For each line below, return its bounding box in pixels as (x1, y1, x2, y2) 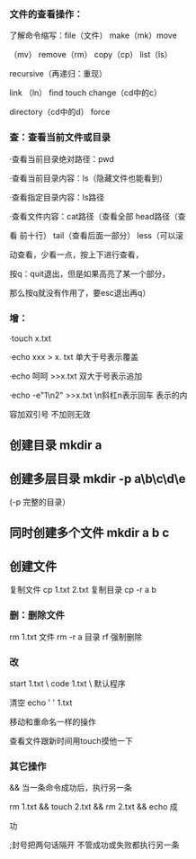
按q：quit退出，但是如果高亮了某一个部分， (9, 268, 171, 279)
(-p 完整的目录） (9, 497, 71, 507)
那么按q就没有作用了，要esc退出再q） (9, 287, 151, 298)
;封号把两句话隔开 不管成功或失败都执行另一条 (9, 839, 180, 851)
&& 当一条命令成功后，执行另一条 (9, 783, 132, 793)
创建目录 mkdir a (9, 438, 102, 453)
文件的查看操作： (9, 7, 84, 20)
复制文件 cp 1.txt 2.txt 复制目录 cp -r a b (9, 585, 157, 595)
